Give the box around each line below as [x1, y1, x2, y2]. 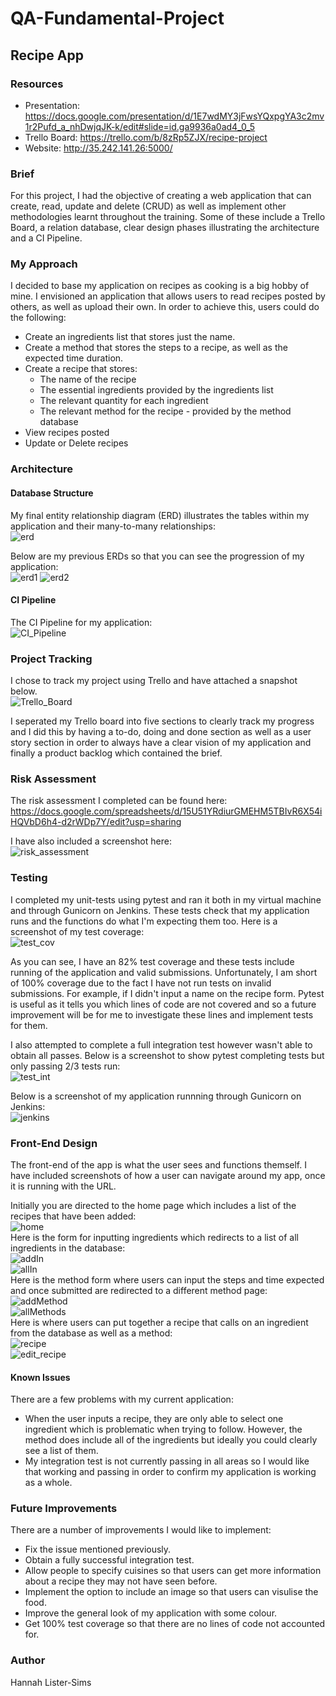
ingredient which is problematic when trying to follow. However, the [24, 1423, 303, 1436]
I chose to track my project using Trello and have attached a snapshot [10, 675, 298, 687]
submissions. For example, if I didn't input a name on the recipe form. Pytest [10, 987, 325, 999]
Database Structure [10, 487, 94, 499]
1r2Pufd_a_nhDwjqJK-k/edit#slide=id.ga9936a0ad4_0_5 [24, 120, 256, 132]
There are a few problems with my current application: [10, 1393, 234, 1406]
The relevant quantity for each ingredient [39, 395, 209, 407]
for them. [10, 1019, 48, 1031]
